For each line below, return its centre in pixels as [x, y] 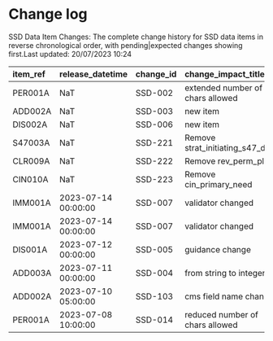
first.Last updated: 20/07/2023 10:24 [70, 54]
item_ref [29, 74]
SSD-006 [154, 125]
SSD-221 [154, 142]
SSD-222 [154, 161]
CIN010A [30, 179]
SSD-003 [154, 111]
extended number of [223, 88]
